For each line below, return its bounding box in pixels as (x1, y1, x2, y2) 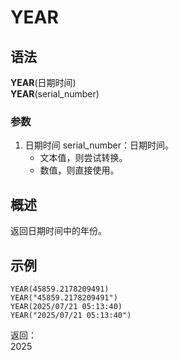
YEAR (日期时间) (10, 77, 77, 88)
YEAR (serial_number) (10, 88, 100, 100)
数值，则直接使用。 (39, 164, 120, 176)
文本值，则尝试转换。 (39, 152, 128, 164)
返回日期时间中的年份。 (10, 225, 107, 237)
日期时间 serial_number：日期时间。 (24, 139, 175, 151)
